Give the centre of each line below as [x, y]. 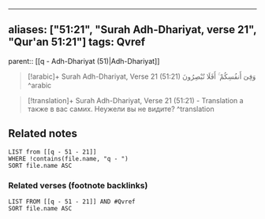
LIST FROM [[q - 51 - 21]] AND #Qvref [72, 202]
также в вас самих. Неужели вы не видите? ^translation [121, 109]
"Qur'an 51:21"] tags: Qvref [77, 42]
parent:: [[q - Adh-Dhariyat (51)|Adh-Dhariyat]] [84, 61]
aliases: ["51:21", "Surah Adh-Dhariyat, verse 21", [132, 30]
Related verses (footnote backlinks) [78, 185]
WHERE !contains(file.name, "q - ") [68, 158]
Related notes [43, 134]
